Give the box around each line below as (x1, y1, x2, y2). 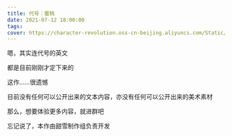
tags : (7, 23, 23, 30)
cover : (7, 29, 26, 36)
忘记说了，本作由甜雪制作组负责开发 (7, 122, 110, 131)
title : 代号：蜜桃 (7, 10, 55, 17)
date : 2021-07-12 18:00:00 (7, 16, 85, 23)
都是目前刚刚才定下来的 (7, 63, 74, 72)
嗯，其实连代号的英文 (7, 49, 68, 57)
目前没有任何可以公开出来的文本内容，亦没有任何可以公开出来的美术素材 (7, 93, 213, 101)
